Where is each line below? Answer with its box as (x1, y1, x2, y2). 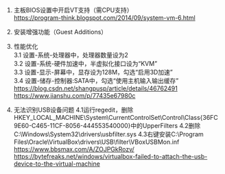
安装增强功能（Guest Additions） (13, 28, 108, 36)
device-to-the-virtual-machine (13, 160, 101, 168)
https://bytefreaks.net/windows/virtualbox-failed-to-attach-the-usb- (13, 153, 208, 160)
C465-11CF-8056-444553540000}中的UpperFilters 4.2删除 (31, 122, 201, 129)
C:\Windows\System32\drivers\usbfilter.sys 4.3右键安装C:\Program (13, 130, 204, 138)
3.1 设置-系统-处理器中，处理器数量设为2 (13, 51, 129, 59)
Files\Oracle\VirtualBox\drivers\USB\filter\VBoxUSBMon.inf (13, 138, 180, 146)
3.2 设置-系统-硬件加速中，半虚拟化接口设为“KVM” (13, 60, 158, 67)
